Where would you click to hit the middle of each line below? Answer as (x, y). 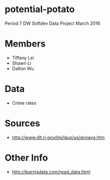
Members (25, 44)
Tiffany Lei (23, 58)
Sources (23, 123)
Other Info (26, 157)
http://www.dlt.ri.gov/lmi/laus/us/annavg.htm (58, 137)
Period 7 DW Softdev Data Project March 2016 (52, 23)
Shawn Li (21, 63)
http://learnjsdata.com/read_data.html (51, 172)
